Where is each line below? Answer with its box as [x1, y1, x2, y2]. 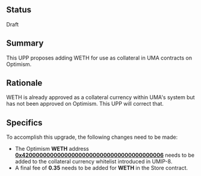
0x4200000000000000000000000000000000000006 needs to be [14, 151, 194, 159]
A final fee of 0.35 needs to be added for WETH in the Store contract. [14, 165, 188, 172]
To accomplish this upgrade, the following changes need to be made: [6, 133, 178, 141]
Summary [6, 38, 44, 49]
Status [6, 5, 32, 15]
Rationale [6, 78, 43, 88]
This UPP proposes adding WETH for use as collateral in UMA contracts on [6, 54, 193, 61]
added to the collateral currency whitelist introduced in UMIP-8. [14, 158, 173, 165]
